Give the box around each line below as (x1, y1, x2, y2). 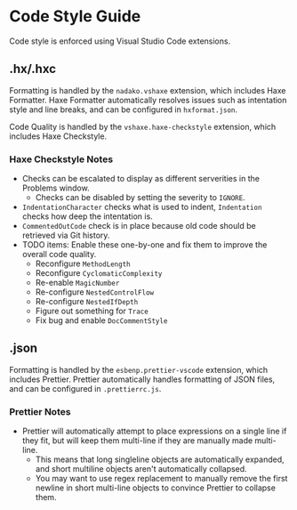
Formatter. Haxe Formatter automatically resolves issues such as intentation (9, 94, 287, 105)
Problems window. (21, 182, 91, 193)
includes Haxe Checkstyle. (9, 131, 108, 142)
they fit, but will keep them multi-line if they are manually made (21, 435, 253, 446)
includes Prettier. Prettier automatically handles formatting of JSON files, (9, 374, 276, 385)
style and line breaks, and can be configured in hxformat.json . (9, 104, 238, 115)
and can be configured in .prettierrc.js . (9, 383, 162, 393)
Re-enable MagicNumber (35, 278, 120, 288)
